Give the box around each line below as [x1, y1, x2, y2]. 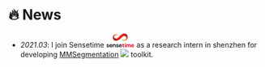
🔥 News [8, 6, 62, 24]
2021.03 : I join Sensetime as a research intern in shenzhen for [19, 40, 258, 49]
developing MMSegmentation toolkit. [19, 49, 154, 59]
